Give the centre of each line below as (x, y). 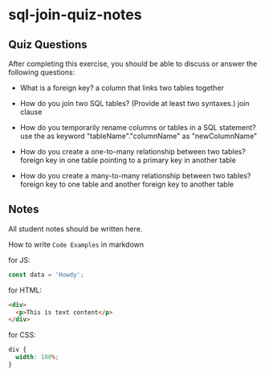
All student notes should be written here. (75, 229)
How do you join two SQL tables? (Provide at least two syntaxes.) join (135, 103)
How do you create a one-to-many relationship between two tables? (133, 151)
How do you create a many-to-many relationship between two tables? (135, 176)
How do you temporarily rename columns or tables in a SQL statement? (138, 127)
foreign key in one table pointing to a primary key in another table (128, 160)
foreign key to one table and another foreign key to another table (127, 184)
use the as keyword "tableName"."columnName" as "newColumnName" (139, 136)
